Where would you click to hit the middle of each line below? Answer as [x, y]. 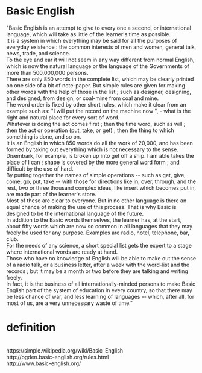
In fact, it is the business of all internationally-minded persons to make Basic [101, 284]
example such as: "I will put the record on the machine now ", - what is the [99, 111]
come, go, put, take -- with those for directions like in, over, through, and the [101, 181]
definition [31, 328]
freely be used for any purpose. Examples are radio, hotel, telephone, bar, [98, 233]
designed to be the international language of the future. [75, 213]
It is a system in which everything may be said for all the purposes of [92, 40]
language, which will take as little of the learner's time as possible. [89, 34]
